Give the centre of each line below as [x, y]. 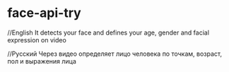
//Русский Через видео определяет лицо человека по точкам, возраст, [115, 54]
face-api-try [44, 13]
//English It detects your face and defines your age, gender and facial [108, 32]
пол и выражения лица [42, 61]
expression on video [37, 40]
